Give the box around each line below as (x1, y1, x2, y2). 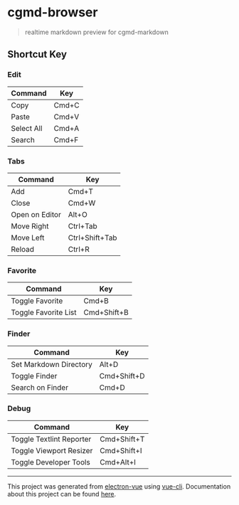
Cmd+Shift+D (99, 371, 145, 381)
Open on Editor (11, 209, 62, 219)
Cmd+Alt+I (99, 457, 137, 467)
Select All (11, 123, 43, 133)
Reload (11, 244, 34, 254)
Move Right (11, 221, 49, 231)
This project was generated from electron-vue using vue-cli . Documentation (7, 482, 231, 491)
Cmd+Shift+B (83, 307, 129, 317)
